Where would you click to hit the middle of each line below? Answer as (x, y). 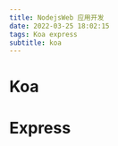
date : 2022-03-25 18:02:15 (59, 26)
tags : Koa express (43, 34)
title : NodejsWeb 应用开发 (57, 17)
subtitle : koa (36, 43)
